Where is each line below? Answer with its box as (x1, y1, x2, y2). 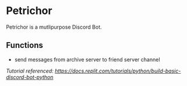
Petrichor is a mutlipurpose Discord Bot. (6, 23, 102, 30)
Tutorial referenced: (6, 67, 54, 74)
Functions (6, 40, 44, 50)
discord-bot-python (6, 73, 54, 80)
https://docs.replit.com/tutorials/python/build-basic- (54, 67, 181, 74)
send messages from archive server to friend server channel (14, 56, 160, 63)
